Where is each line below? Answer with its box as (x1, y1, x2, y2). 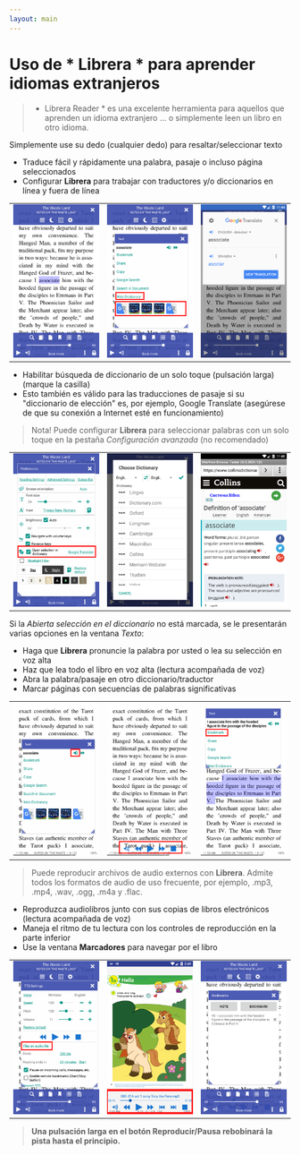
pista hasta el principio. (30, 1135, 121, 1146)
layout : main (9, 14, 58, 23)
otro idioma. (44, 122, 89, 133)
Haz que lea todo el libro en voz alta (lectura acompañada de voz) (21, 663, 265, 675)
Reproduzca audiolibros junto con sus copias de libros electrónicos (21, 903, 270, 914)
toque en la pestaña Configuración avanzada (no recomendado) (30, 434, 270, 445)
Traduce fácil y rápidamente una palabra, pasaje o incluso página (21, 157, 263, 167)
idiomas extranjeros (9, 73, 161, 93)
